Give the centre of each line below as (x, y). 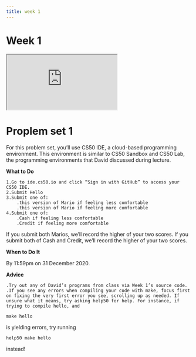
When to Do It (23, 252)
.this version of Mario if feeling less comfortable (82, 203)
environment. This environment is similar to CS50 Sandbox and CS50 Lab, (95, 154)
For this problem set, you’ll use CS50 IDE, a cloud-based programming (92, 147)
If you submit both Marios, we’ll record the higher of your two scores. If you (97, 234)
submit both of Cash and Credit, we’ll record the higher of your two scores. (97, 240)
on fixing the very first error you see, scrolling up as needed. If (93, 296)
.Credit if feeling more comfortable (63, 223)
